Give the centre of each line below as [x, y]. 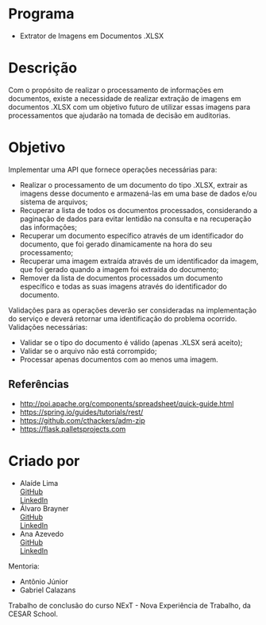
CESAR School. [33, 614]
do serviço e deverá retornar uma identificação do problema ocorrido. [123, 318]
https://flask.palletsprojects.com [73, 429]
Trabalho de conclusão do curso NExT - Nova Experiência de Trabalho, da [130, 605]
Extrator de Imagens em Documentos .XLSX [92, 36]
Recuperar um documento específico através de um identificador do [131, 235]
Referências [39, 384]
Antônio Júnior [44, 581]
